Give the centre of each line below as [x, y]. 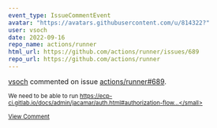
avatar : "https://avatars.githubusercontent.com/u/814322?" [109, 23]
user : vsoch [28, 30]
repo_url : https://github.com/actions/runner [84, 60]
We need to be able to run [43, 96]
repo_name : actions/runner [52, 45]
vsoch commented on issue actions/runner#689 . [88, 81]
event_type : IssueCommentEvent [60, 15]
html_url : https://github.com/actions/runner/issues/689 [104, 52]
